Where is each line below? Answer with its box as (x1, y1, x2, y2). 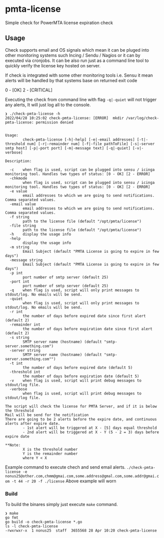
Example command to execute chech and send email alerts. (5, 464, 126, 470)
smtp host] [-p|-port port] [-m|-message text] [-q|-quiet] (5, 146, 131, 150)
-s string (9, 335, 29, 340)
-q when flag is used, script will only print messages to (9, 288, 139, 293)
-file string (9, 223, 36, 228)
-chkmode (9, 176, 27, 180)
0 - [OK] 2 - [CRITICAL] (5, 87, 53, 93)
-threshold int (9, 369, 41, 374)
